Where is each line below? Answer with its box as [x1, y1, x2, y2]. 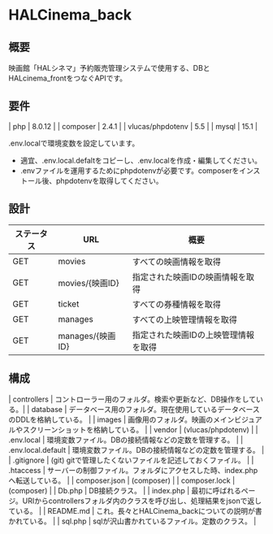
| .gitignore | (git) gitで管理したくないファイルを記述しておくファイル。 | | [8, 455, 254, 465]
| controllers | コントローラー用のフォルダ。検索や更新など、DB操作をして [8, 394, 257, 404]
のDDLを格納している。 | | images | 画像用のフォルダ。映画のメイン [8, 415, 235, 424]
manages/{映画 [58, 330, 116, 341]
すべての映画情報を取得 [132, 256, 222, 267]
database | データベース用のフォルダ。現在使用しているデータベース [31, 405, 260, 415]
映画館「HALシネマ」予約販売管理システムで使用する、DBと [8, 63, 210, 72]
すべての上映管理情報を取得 [132, 314, 238, 325]
